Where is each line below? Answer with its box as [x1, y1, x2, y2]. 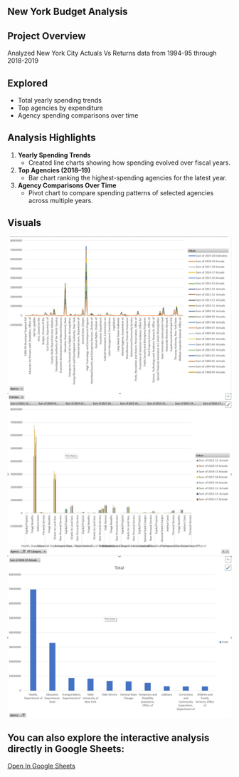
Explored [7, 77, 48, 89]
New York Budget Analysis [7, 6, 128, 18]
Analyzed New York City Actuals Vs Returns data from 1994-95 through [7, 49, 217, 58]
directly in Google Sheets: [7, 743, 124, 755]
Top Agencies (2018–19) [17, 165, 91, 174]
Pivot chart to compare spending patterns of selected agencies [28, 188, 214, 197]
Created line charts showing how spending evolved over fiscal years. [28, 158, 231, 167]
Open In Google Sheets [7, 762, 76, 771]
